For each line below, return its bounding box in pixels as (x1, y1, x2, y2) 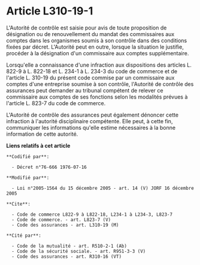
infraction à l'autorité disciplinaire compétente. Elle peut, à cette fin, (6, 117, 173, 124)
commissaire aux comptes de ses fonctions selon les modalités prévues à (6, 93, 188, 100)
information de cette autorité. (6, 130, 78, 138)
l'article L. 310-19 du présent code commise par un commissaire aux (6, 74, 175, 81)
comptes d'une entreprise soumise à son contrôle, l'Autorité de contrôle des (6, 80, 194, 88)
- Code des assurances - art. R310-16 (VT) (11, 254, 122, 260)
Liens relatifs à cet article (6, 142, 71, 149)
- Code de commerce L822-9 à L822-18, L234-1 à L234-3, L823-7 (11, 212, 172, 218)
